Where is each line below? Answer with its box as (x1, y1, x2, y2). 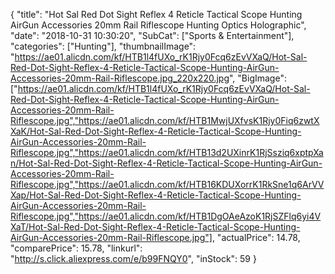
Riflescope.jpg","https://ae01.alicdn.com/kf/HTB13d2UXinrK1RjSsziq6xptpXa (10, 147, 324, 158)
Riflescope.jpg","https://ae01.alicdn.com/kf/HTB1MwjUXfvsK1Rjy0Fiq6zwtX (10, 115, 320, 126)
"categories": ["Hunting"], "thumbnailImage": (10, 40, 197, 52)
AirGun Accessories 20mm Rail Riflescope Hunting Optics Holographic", (10, 19, 307, 31)
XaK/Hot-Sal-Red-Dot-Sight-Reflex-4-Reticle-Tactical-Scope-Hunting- (10, 125, 302, 137)
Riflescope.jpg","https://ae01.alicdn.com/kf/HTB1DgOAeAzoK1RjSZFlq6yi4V (10, 210, 322, 222)
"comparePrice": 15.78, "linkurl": (10, 242, 143, 254)
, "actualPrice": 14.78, (211, 232, 301, 243)
